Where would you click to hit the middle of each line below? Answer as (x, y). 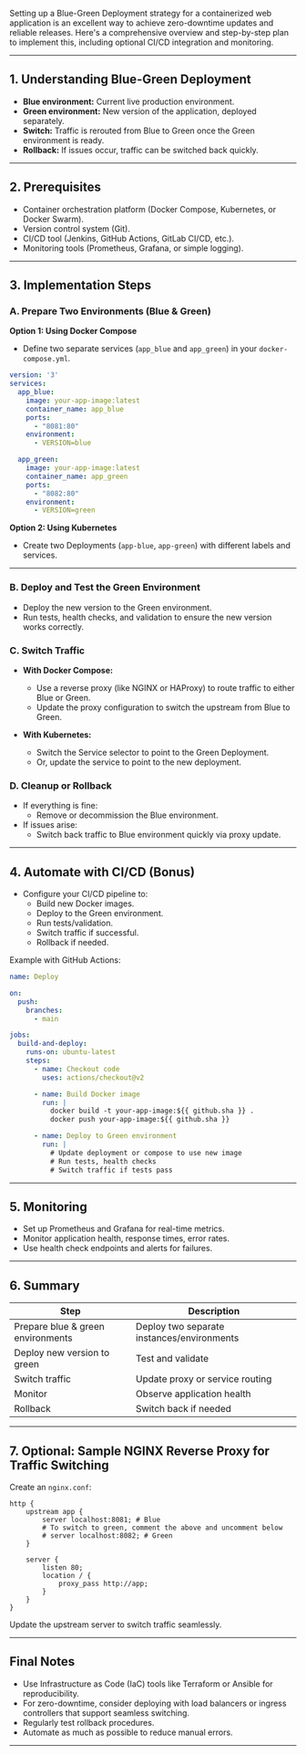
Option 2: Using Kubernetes (63, 528)
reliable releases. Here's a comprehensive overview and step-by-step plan (149, 32)
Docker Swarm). (53, 219)
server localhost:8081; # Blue (102, 1520)
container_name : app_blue (75, 409)
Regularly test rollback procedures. (88, 1722)
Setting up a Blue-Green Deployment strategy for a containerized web (141, 13)
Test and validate (172, 1359)
